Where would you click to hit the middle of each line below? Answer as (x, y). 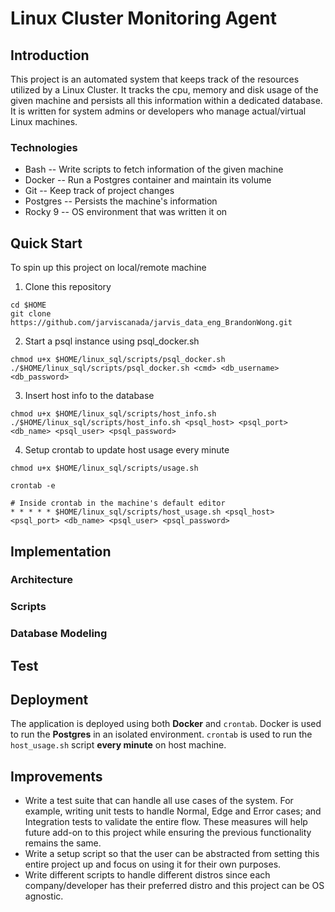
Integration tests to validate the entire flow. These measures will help (166, 822)
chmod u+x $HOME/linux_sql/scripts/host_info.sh (113, 414)
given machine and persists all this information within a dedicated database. (166, 100)
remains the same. (63, 843)
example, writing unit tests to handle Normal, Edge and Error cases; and (173, 811)
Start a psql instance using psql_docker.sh (112, 341)
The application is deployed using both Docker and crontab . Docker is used (166, 724)
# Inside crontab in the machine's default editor (118, 503)
